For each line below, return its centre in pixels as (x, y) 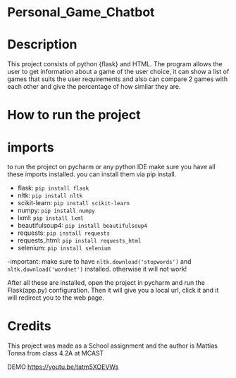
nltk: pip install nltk (50, 195)
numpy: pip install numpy (56, 211)
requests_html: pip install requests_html (79, 240)
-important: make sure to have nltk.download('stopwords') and (99, 262)
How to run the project (74, 115)
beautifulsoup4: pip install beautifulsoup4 (82, 226)
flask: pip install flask (53, 188)
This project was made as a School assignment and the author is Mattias (113, 346)
